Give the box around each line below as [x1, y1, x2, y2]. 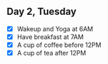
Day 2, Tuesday [6, 6, 77, 18]
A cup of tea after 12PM [16, 49, 87, 57]
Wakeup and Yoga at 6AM [16, 24, 94, 33]
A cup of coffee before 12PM [16, 41, 102, 49]
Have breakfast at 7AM [16, 32, 84, 41]
